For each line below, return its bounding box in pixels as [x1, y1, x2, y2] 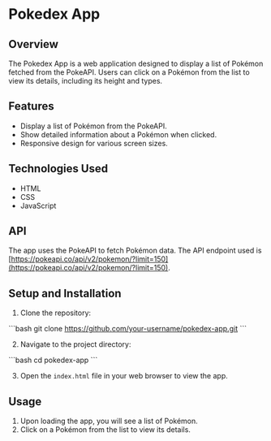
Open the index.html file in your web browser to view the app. [19, 371, 229, 381]
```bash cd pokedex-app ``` [8, 355, 98, 365]
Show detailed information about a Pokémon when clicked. [19, 129, 217, 139]
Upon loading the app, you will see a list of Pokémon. [19, 416, 199, 426]
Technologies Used [8, 162, 108, 175]
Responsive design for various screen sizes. [19, 138, 168, 148]
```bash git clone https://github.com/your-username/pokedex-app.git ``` [8, 324, 247, 334]
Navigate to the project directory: [19, 339, 131, 349]
